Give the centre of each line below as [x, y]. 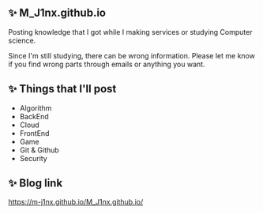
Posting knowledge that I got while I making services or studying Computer [130, 32]
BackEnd [34, 116]
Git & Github [39, 150]
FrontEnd [34, 133]
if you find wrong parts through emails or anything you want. [107, 64]
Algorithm [36, 108]
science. [22, 40]
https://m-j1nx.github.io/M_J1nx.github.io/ [76, 202]
